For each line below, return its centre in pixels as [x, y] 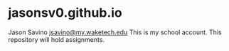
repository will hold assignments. [57, 39]
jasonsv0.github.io [65, 13]
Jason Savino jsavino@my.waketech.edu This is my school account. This [115, 32]
